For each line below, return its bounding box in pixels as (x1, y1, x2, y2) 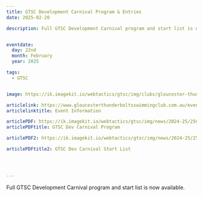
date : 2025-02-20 (6, 15, 50, 21)
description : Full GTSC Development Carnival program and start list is (6, 25, 193, 31)
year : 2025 (11, 59, 39, 65)
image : (6, 91, 23, 97)
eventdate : (6, 42, 34, 48)
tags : (6, 69, 20, 76)
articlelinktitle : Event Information (6, 108, 101, 114)
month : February (11, 53, 53, 59)
